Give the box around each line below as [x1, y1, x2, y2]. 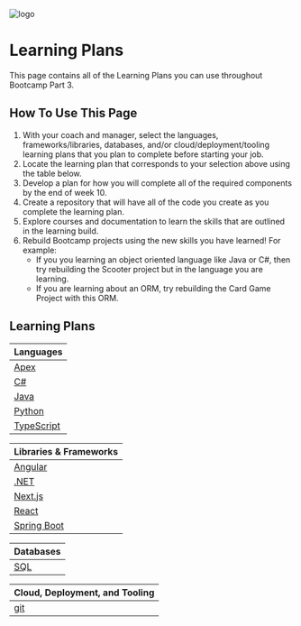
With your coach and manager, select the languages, [22, 129, 219, 140]
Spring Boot [14, 519, 65, 531]
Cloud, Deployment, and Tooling [14, 586, 155, 599]
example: [22, 244, 57, 255]
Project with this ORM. [35, 292, 119, 303]
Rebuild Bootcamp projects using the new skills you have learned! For [22, 235, 281, 245]
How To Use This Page [9, 106, 138, 121]
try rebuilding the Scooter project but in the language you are [35, 263, 263, 274]
